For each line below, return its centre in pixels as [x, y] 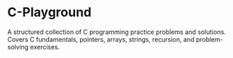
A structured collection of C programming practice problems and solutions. [117, 32]
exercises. [45, 47]
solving [18, 47]
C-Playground [50, 12]
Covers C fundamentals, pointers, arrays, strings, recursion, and [101, 39]
